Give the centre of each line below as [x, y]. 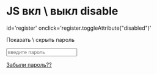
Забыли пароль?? [29, 64]
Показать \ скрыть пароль [41, 39]
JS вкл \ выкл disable [62, 11]
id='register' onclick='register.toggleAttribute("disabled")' [79, 28]
